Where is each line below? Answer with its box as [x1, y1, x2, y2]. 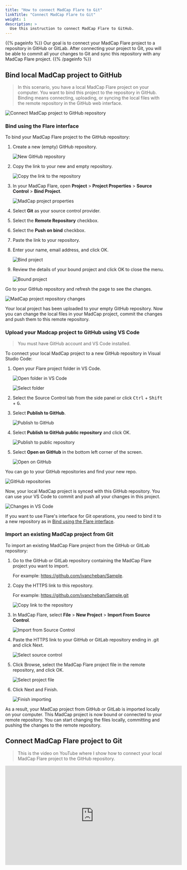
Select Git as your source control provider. [12, 208, 101, 214]
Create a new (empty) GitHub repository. [12, 144, 97, 150]
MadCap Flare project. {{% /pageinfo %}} [5, 56, 92, 62]
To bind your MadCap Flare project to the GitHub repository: [5, 134, 130, 140]
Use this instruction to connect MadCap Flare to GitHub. [10, 26, 135, 31]
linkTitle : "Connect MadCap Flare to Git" [5, 12, 96, 17]
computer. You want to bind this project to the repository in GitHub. [17, 89, 157, 95]
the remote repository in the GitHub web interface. [17, 100, 122, 106]
